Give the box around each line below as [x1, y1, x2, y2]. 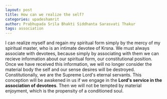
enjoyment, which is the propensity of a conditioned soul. [5, 88, 124, 94]
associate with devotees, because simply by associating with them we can [5, 51, 159, 57]
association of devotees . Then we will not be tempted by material [5, 82, 142, 88]
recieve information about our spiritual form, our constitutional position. [5, 56, 152, 62]
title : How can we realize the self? [5, 12, 84, 17]
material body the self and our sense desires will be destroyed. [5, 66, 135, 73]
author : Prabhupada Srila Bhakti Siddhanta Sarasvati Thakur [5, 21, 136, 27]
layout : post [5, 7, 33, 13]
